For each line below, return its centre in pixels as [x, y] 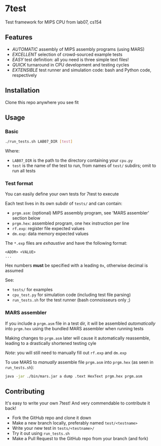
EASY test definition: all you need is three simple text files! [70, 60]
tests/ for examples [32, 290]
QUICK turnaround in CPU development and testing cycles [71, 64]
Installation [22, 91]
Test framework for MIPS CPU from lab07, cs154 [54, 22]
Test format [19, 184]
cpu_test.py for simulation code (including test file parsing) [72, 295]
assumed [14, 271]
